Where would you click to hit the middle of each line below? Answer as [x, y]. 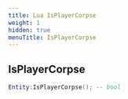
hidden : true [29, 30]
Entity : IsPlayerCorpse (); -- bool [65, 87]
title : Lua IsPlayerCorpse [52, 15]
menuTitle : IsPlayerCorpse [52, 37]
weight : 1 [24, 23]
